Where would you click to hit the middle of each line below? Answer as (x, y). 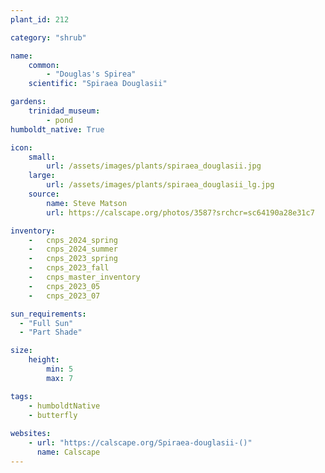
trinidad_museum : (64, 111)
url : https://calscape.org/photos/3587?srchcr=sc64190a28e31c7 (180, 212)
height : (44, 360)
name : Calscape (68, 452)
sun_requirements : (48, 314)
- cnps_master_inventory (84, 277)
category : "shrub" (48, 37)
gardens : (28, 102)
